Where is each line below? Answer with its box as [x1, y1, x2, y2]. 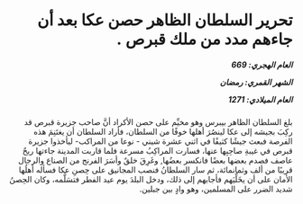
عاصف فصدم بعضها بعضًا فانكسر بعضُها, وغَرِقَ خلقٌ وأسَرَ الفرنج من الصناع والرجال [18, 155, 293, 166]
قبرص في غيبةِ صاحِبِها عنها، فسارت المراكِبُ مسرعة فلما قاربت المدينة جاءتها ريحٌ [22, 146, 293, 156]
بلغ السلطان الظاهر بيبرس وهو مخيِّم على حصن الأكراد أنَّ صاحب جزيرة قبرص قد [23, 117, 293, 128]
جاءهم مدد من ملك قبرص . [115, 29, 293, 49]
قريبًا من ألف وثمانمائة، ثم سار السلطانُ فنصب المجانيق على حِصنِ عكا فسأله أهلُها [18, 164, 293, 175]
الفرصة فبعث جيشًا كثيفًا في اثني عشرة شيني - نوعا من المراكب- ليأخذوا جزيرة [28, 136, 293, 146]
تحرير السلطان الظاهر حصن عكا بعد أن [37, 10, 293, 31]
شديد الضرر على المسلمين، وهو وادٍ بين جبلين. [139, 183, 293, 194]
